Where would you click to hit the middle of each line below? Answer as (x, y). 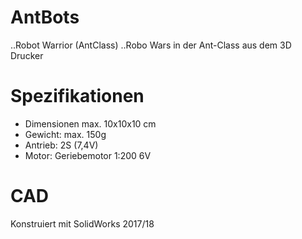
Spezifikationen (77, 96)
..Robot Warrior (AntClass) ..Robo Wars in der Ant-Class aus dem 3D (151, 45)
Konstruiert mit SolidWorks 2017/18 (82, 223)
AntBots (45, 17)
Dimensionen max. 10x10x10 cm (90, 123)
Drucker (27, 55)
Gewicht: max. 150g (65, 134)
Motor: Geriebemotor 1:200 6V (88, 155)
